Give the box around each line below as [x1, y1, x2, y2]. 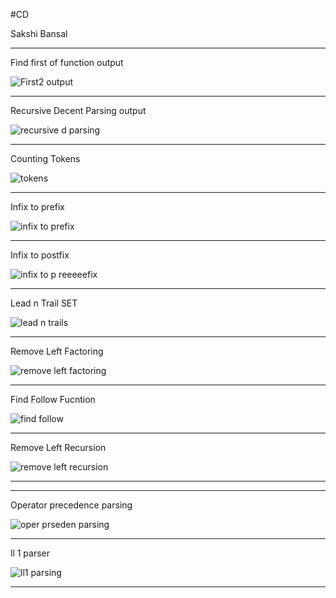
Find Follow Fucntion [10, 394, 96, 405]
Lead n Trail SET [10, 297, 78, 309]
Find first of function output [10, 57, 124, 68]
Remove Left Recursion [10, 442, 107, 453]
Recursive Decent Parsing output [10, 105, 147, 116]
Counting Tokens [10, 153, 81, 164]
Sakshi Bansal [10, 28, 68, 39]
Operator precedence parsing [10, 499, 133, 511]
